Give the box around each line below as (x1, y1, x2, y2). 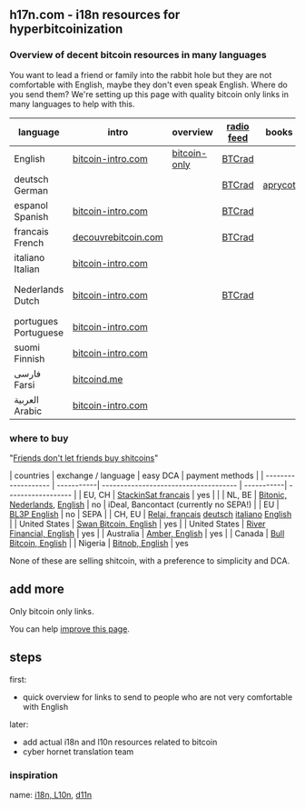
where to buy (9, 432, 69, 444)
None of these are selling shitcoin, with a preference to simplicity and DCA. (9, 554, 290, 566)
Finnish (14, 352, 45, 365)
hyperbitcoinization (9, 22, 123, 37)
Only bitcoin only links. (9, 605, 94, 616)
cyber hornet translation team (22, 745, 134, 757)
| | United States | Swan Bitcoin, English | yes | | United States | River (9, 518, 266, 529)
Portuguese (14, 326, 64, 339)
